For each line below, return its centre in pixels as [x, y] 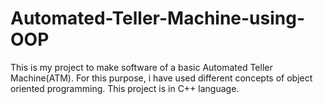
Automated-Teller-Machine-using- [158, 18]
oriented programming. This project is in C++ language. [125, 88]
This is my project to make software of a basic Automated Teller [141, 67]
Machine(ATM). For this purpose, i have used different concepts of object [161, 78]
